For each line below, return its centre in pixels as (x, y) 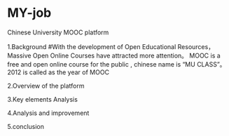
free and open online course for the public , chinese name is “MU (102, 64)
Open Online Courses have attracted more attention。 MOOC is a (126, 55)
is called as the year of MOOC (66, 72)
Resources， (196, 46)
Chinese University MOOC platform (58, 32)
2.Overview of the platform (46, 86)
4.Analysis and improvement (48, 113)
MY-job (29, 13)
